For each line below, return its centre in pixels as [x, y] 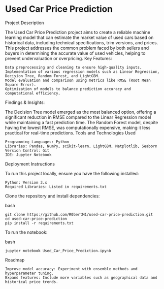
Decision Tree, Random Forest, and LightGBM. [52, 76]
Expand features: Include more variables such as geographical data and [81, 277]
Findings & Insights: [25, 102]
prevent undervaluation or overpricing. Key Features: [59, 58]
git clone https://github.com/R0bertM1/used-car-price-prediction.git [79, 214]
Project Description [25, 23]
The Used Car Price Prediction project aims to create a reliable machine [78, 32]
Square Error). [21, 85]
